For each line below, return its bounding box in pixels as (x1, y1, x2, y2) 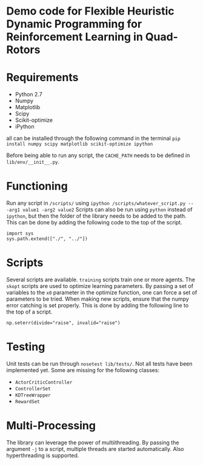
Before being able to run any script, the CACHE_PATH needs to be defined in (6, 152, 190, 159)
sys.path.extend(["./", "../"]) (6, 236, 88, 242)
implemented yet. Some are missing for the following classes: (6, 366, 159, 373)
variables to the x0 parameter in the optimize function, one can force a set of (6, 289, 198, 296)
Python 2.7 (15, 91, 42, 98)
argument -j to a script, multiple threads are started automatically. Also (6, 445, 184, 452)
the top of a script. (6, 308, 53, 315)
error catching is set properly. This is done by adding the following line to (6, 302, 189, 309)
